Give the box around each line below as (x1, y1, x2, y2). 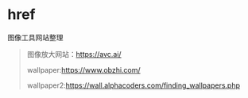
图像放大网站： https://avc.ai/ (26, 49, 122, 58)
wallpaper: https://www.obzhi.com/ (26, 65, 141, 74)
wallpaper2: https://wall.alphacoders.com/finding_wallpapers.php (26, 81, 240, 90)
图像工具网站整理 (7, 32, 64, 42)
